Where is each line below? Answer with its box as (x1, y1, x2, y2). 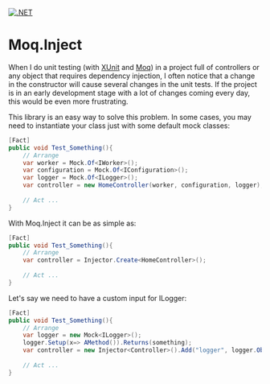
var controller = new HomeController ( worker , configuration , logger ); (22, 181, 264, 189)
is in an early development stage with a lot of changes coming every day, (8, 88, 251, 97)
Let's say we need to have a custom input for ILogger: (8, 293, 187, 303)
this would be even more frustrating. (8, 97, 129, 106)
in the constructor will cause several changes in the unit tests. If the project (8, 79, 257, 89)
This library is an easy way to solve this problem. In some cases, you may (8, 112, 252, 122)
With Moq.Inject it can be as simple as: (8, 218, 137, 228)
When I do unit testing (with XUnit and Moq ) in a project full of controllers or (8, 62, 260, 72)
